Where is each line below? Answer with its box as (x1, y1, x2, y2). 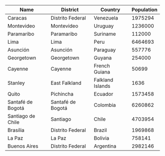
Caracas (7, 15, 27, 21)
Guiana (94, 69, 110, 75)
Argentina (94, 143, 117, 149)
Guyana (94, 54, 112, 61)
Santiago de (7, 113, 35, 119)
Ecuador (94, 91, 113, 97)
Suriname (94, 30, 116, 37)
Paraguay (94, 47, 116, 53)
